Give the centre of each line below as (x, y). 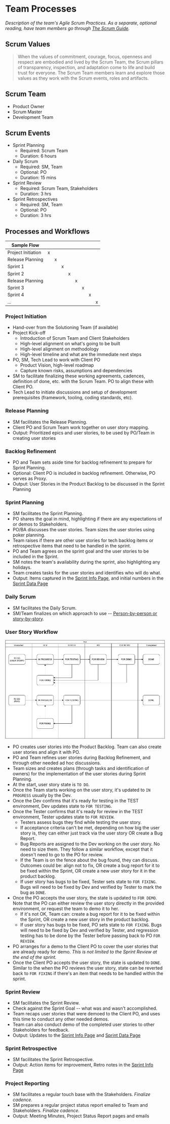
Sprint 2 (16, 274)
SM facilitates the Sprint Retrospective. (53, 1059)
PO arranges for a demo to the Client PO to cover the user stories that (85, 946)
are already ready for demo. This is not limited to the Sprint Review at (85, 952)
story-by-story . (28, 619)
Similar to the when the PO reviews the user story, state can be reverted (88, 968)
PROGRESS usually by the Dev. (42, 795)
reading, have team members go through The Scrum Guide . (68, 28)
